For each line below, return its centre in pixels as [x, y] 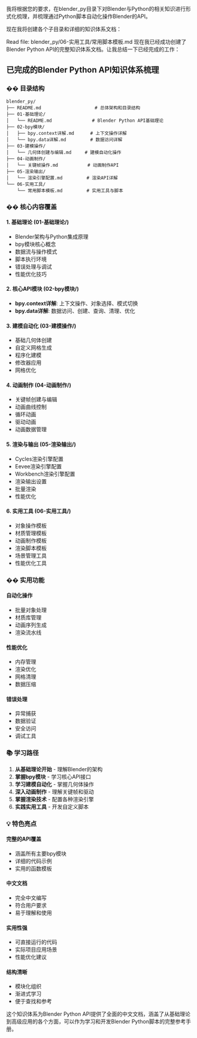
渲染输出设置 [31, 481]
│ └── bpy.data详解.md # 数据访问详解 [64, 140]
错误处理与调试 [33, 266]
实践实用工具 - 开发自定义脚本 [52, 807]
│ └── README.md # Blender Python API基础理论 [85, 121]
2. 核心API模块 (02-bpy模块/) [43, 289]
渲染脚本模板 [31, 548]
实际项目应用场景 [36, 950]
